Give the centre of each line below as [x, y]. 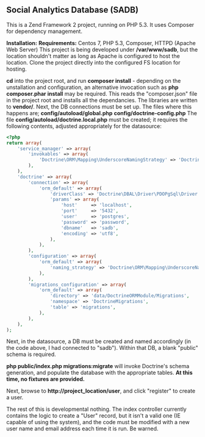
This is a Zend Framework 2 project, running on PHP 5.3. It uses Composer [100, 24]
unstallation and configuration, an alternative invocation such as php [92, 87]
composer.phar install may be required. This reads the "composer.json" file [102, 93]
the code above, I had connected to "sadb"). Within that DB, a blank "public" [102, 348]
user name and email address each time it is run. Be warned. [82, 428]
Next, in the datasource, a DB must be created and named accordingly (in [99, 341]
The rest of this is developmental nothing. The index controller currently [97, 409]
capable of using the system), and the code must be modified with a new [98, 422]
